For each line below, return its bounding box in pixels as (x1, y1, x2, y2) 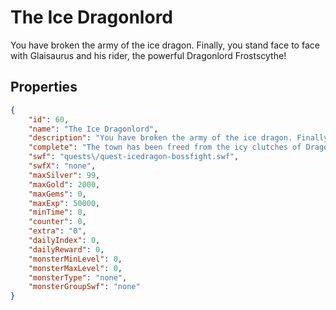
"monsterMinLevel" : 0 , (28, 254, 123, 264)
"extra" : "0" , (28, 226, 87, 236)
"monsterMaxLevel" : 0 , (28, 263, 123, 273)
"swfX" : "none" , (28, 161, 97, 171)
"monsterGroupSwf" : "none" (28, 282, 141, 292)
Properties (10, 79, 78, 96)
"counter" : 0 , (28, 217, 87, 227)
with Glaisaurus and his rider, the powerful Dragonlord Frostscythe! (10, 49, 287, 61)
